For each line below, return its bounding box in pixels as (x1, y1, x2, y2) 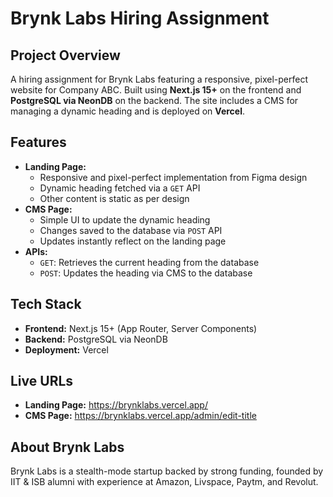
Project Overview (10, 47, 121, 64)
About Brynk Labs (10, 438, 125, 456)
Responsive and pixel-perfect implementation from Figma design (39, 171, 308, 183)
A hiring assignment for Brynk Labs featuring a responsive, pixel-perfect (10, 73, 308, 85)
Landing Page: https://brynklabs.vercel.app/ (24, 399, 208, 411)
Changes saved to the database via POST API (39, 224, 223, 236)
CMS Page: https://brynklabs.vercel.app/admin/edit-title (24, 410, 257, 422)
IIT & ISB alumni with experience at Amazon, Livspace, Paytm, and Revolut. (10, 476, 319, 488)
